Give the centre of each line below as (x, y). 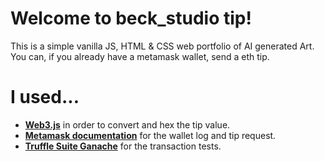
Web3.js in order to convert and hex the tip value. (127, 124)
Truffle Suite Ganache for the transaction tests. (123, 146)
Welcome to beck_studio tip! (131, 18)
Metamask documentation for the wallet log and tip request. (150, 135)
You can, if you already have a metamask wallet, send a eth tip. (140, 56)
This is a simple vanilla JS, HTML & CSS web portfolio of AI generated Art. (162, 46)
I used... (45, 97)
